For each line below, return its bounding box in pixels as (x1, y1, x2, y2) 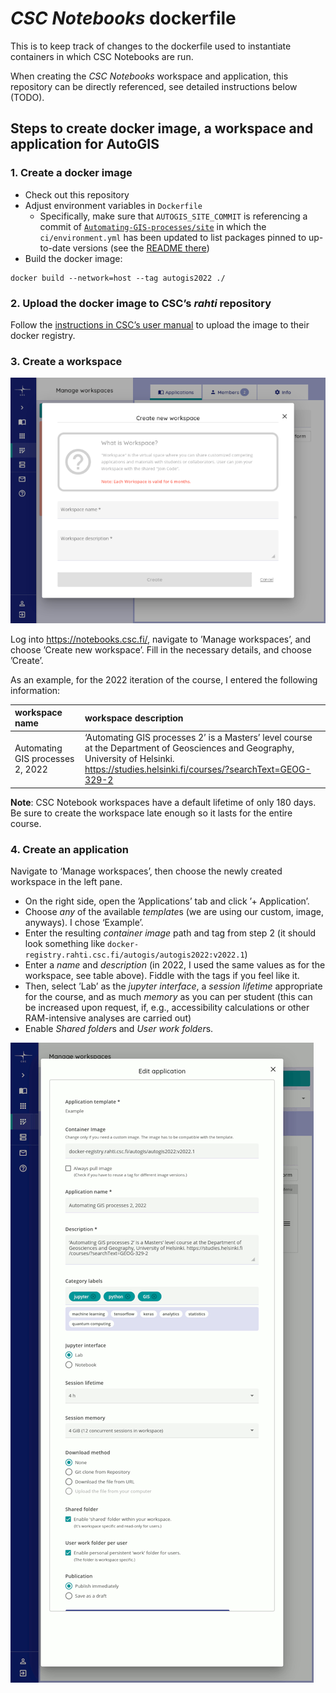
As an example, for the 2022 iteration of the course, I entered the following (10, 673, 318, 686)
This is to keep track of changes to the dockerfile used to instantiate (10, 40, 292, 52)
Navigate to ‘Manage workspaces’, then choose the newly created (10, 865, 283, 877)
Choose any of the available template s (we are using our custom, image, (24, 906, 324, 918)
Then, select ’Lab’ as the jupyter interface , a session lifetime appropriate (24, 980, 323, 992)
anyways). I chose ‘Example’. (24, 917, 144, 929)
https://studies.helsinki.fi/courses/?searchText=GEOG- (84, 763, 312, 776)
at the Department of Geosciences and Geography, (84, 742, 295, 754)
